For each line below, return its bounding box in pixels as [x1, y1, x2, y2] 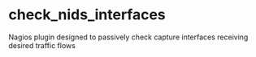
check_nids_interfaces [8, 6, 167, 24]
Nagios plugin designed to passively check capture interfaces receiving [8, 32, 249, 42]
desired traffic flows [8, 40, 76, 50]
